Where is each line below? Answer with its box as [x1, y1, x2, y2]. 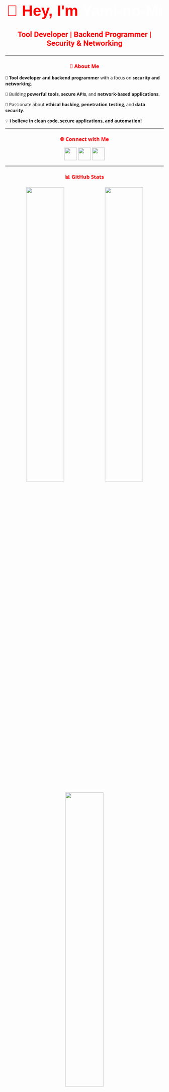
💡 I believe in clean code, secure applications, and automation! [5, 118, 142, 124]
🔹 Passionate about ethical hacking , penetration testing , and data [5, 101, 146, 108]
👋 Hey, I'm [6, 2, 78, 20]
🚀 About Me [69, 62, 100, 70]
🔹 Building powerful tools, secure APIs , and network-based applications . [5, 91, 160, 98]
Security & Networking [46, 38, 123, 48]
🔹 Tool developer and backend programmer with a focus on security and [5, 74, 160, 81]
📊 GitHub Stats [65, 173, 104, 181]
